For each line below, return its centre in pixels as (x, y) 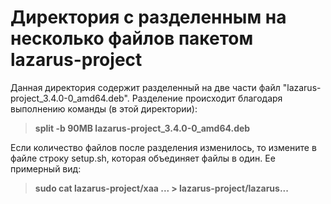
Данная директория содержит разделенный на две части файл (145, 87)
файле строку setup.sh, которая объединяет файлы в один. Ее (143, 158)
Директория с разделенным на (148, 17)
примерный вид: (46, 168)
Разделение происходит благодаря (207, 98)
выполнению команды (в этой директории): (104, 108)
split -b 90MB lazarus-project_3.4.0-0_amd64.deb (142, 128)
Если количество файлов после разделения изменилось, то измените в (163, 147)
